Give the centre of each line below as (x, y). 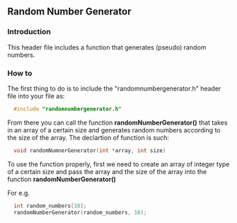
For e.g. (19, 193)
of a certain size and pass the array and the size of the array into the (107, 171)
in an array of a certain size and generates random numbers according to (114, 130)
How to (20, 73)
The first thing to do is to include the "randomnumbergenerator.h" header (114, 88)
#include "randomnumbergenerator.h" (68, 109)
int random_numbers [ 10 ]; (50, 206)
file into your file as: (36, 96)
